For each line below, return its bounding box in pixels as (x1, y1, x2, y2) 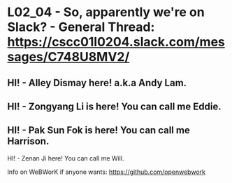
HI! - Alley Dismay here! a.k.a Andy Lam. (7, 76, 187, 88)
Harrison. (7, 135, 50, 147)
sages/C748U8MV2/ (7, 49, 130, 65)
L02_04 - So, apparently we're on (7, 4, 205, 20)
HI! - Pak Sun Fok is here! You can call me (7, 124, 190, 137)
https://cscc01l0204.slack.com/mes (7, 34, 226, 50)
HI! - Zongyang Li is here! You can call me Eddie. (7, 100, 222, 112)
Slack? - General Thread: (7, 19, 155, 35)
